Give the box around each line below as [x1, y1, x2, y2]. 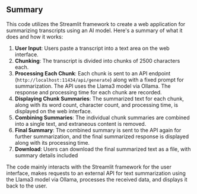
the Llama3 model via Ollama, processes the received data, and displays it [6, 176, 188, 183]
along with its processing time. [14, 139, 90, 146]
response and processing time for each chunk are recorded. [14, 88, 162, 96]
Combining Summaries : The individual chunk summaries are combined [14, 114, 190, 121]
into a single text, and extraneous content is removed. [14, 120, 147, 127]
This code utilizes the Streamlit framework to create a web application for [6, 20, 186, 27]
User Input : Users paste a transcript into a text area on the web [14, 44, 170, 52]
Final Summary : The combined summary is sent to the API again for [14, 126, 182, 133]
